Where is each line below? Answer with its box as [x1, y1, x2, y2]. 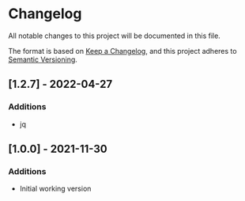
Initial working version [19, 184, 92, 194]
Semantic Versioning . [8, 55, 77, 64]
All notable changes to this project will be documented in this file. [8, 31, 221, 40]
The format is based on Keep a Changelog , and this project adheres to [8, 46, 237, 55]
